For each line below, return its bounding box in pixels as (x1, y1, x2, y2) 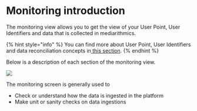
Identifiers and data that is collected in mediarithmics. (6, 29, 136, 36)
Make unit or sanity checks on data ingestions (14, 98, 126, 105)
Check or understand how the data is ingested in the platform (14, 92, 163, 99)
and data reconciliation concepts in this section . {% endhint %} (6, 47, 159, 54)
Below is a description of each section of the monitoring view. (6, 58, 156, 65)
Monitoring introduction (6, 4, 125, 18)
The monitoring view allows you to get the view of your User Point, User (6, 23, 181, 30)
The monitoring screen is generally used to (6, 81, 110, 88)
